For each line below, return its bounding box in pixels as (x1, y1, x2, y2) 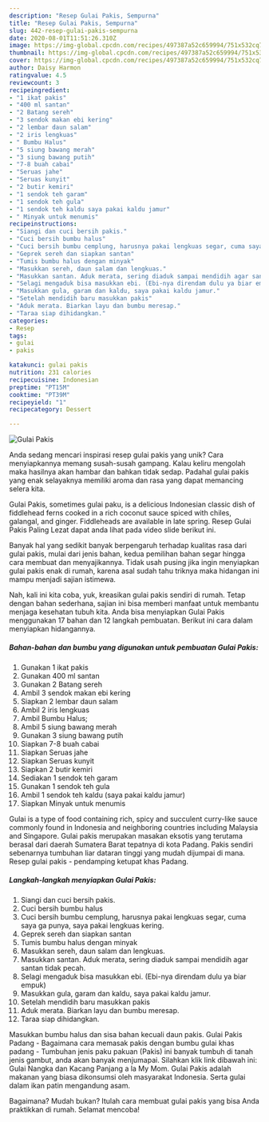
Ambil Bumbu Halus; (20, 714, 89, 723)
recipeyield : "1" (9, 398, 67, 407)
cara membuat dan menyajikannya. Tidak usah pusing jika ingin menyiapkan (9, 558, 259, 567)
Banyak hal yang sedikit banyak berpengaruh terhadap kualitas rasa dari (9, 541, 247, 551)
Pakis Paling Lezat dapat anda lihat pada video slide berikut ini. (9, 525, 216, 535)
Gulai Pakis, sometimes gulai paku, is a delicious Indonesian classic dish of (9, 499, 255, 509)
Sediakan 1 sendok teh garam (20, 773, 118, 783)
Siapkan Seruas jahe (20, 747, 89, 757)
